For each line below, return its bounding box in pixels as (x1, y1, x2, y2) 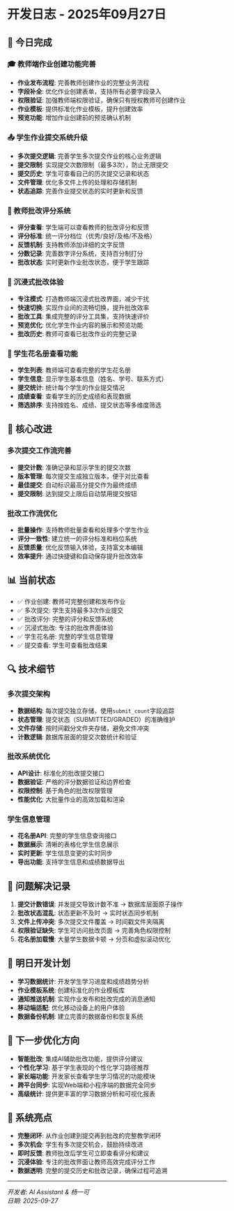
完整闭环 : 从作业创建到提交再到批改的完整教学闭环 (17, 1131, 162, 1140)
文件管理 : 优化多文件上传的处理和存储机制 (17, 178, 137, 187)
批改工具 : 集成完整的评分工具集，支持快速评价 (17, 312, 150, 320)
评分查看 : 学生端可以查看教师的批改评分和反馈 (17, 223, 150, 231)
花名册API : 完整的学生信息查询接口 (17, 832, 117, 840)
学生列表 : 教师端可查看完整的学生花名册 (17, 366, 131, 375)
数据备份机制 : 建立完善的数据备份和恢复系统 (17, 1012, 143, 1020)
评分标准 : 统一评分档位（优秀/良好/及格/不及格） (17, 232, 156, 240)
